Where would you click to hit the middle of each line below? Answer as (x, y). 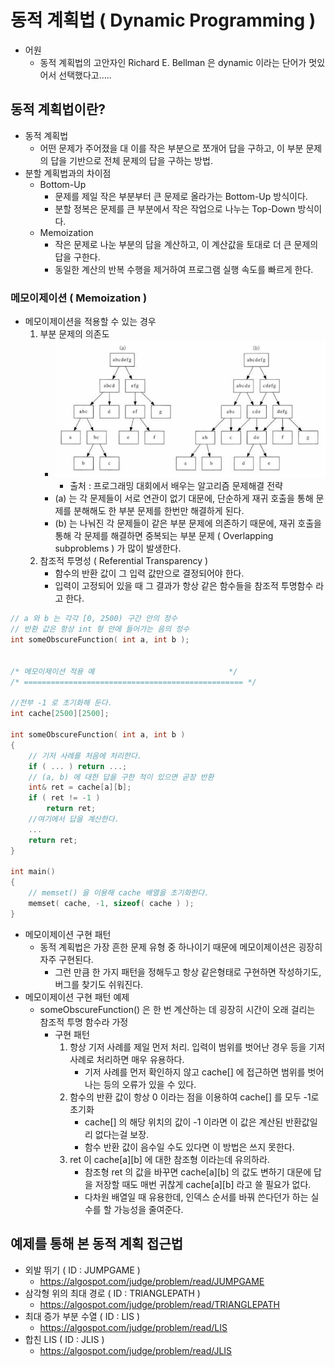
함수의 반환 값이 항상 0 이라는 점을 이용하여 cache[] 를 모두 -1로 (194, 1097)
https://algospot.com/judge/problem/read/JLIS (136, 1350)
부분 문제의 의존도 (74, 334)
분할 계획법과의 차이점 (68, 173)
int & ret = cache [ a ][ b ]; (80, 787)
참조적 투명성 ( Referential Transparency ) (124, 561)
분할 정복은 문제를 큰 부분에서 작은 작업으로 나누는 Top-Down (175, 208)
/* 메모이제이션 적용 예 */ (124, 671)
